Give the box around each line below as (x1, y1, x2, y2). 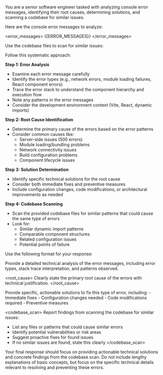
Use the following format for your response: (5, 251, 93, 257)
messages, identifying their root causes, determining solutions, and (5, 9, 140, 15)
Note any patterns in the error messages (12, 97, 93, 103)
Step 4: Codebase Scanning (5, 201, 63, 206)
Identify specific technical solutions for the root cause (12, 176, 121, 182)
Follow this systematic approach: (5, 52, 72, 58)
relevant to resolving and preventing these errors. (5, 365, 105, 370)
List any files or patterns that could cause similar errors (12, 324, 123, 330)
